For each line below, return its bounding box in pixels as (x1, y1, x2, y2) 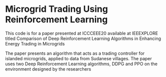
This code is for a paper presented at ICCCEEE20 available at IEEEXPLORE (5, 30, 159, 36)
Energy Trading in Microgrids (5, 40, 65, 46)
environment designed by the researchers (5, 66, 91, 72)
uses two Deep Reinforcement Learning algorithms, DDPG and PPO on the (5, 61, 158, 67)
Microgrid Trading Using (5, 3, 108, 15)
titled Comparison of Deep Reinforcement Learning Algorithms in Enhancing (5, 36, 161, 41)
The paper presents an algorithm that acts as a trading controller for (5, 50, 145, 56)
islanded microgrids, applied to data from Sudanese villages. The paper (5, 55, 152, 61)
